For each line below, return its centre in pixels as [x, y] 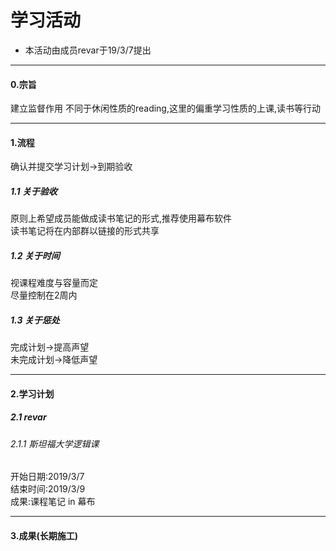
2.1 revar [28, 417]
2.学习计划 [32, 393]
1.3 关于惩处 [35, 320]
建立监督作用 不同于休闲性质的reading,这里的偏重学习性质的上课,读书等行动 [166, 108]
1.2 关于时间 [35, 255]
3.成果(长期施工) [44, 536]
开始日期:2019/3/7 [47, 477]
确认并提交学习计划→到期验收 [71, 167]
